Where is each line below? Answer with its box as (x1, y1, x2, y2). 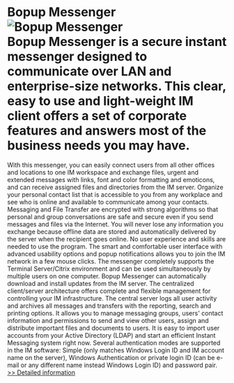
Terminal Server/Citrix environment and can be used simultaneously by (7, 264, 211, 273)
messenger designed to (7, 49, 148, 65)
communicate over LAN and (7, 63, 172, 80)
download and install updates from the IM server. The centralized (7, 279, 194, 287)
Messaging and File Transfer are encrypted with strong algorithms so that (7, 205, 219, 213)
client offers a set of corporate (7, 108, 187, 124)
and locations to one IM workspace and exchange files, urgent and (7, 168, 199, 177)
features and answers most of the (7, 123, 207, 139)
